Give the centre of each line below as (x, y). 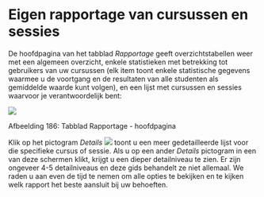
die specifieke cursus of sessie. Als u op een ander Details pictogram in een (132, 151)
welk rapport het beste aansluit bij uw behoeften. (88, 184)
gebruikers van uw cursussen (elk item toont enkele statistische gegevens (129, 70)
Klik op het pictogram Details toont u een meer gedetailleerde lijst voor (128, 142)
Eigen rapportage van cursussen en (128, 15)
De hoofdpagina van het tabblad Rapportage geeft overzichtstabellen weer (131, 53)
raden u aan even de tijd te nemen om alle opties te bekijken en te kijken (126, 176)
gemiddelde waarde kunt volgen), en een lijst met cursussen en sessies (125, 87)
